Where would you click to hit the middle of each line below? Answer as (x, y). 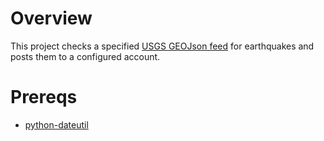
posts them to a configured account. (85, 56)
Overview (51, 18)
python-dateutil (56, 124)
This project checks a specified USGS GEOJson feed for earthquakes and (162, 46)
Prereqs (44, 97)
